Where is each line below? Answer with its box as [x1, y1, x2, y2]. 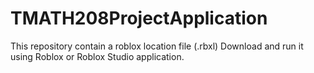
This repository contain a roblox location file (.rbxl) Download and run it [10, 40, 304, 52]
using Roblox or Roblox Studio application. [10, 50, 185, 62]
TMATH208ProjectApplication [10, 7, 268, 30]
